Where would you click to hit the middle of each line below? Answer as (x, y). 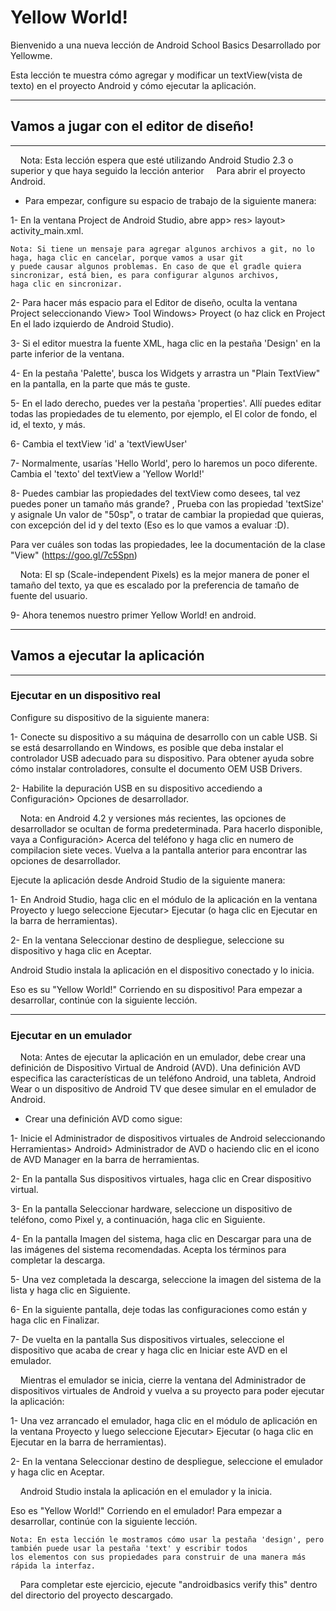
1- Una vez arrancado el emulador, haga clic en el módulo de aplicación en (164, 1421)
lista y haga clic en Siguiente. (70, 1290)
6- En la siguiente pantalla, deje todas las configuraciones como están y (159, 1310)
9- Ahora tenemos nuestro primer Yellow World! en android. (133, 615)
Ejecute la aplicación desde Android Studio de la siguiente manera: (148, 880)
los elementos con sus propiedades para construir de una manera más (158, 1557)
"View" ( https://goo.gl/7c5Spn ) (74, 555)
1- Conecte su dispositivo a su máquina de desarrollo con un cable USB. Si (164, 737)
